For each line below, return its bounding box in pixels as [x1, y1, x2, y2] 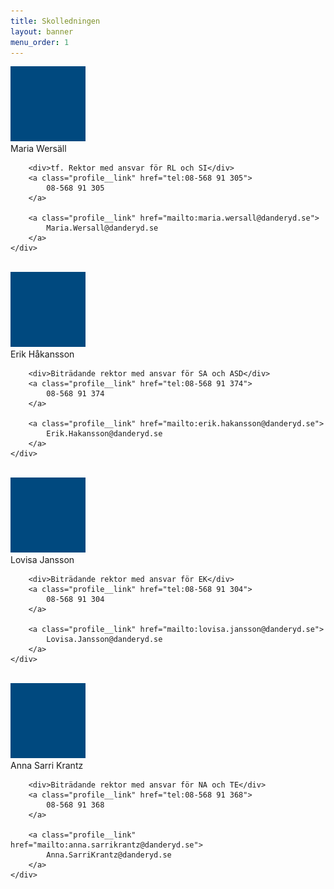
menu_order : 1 [10, 37, 70, 47]
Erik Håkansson [10, 348, 75, 360]
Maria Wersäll [10, 143, 67, 155]
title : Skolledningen [10, 16, 101, 26]
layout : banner [10, 26, 74, 37]
